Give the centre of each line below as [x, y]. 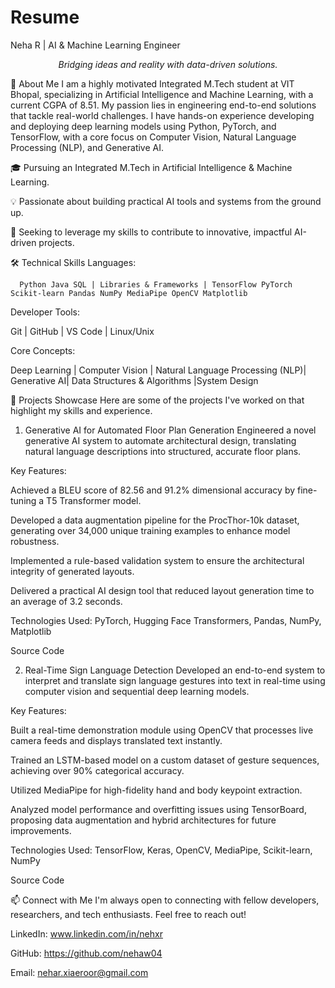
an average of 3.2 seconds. [66, 601]
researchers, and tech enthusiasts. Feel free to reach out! [128, 914]
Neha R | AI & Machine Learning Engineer [95, 45]
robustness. [35, 541]
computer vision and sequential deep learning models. [137, 691]
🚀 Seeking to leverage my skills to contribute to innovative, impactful [151, 232]
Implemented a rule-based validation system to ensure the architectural [157, 560]
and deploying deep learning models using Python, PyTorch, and [143, 126]
